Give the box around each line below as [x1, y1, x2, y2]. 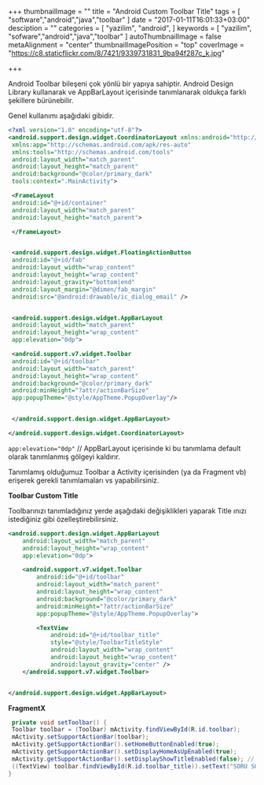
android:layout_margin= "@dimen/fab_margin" [11, 285, 156, 294]
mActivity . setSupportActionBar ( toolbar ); [11, 733, 149, 741]
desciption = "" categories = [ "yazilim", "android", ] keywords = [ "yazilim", [8, 24, 252, 32]
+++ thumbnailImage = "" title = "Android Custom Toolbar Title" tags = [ [8, 7, 241, 16]
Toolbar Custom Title [8, 491, 79, 500]
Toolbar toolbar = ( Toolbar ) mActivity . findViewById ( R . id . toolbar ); [11, 726, 241, 734]
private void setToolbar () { [11, 718, 108, 727]
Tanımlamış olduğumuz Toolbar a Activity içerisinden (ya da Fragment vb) [8, 467, 247, 476]
